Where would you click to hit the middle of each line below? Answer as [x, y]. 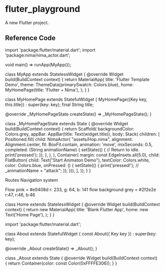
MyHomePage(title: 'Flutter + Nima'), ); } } [47, 90]
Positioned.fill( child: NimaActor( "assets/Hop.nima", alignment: [69, 139]
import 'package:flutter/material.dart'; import [50, 50]
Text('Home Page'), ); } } [30, 215]
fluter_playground [42, 9]
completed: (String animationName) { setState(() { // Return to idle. [72, 149]
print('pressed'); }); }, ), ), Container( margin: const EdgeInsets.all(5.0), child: [82, 155]
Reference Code [30, 38]
